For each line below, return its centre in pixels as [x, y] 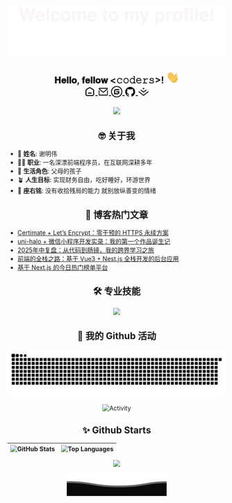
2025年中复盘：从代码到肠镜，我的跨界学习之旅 [86, 250]
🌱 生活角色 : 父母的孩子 [49, 171]
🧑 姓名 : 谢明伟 [37, 154]
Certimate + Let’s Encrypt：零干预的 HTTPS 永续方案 [93, 232]
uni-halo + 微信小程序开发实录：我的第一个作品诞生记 [94, 241]
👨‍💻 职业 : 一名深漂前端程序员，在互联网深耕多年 [85, 163]
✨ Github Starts [117, 430]
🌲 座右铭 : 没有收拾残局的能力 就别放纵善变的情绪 [86, 191]
